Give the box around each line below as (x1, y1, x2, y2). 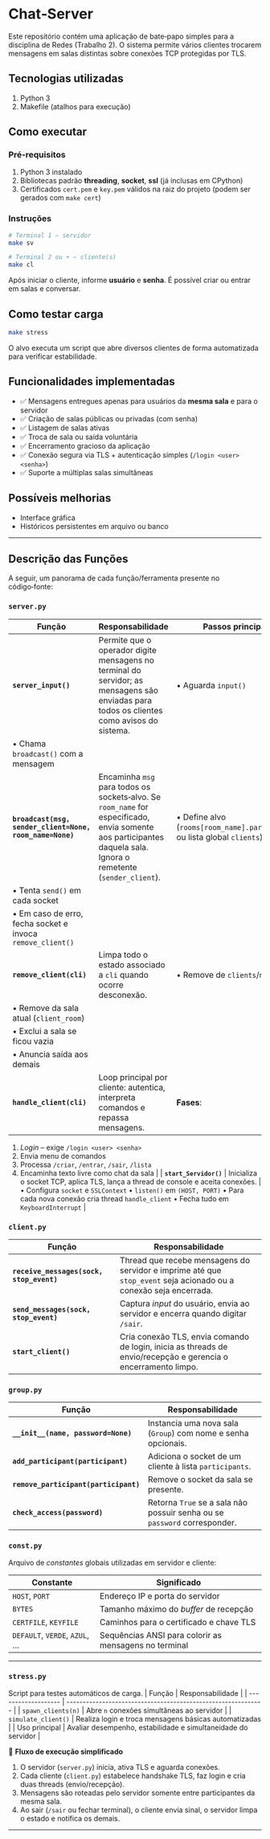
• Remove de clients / (176, 969, 260, 980)
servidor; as (98, 675, 143, 686)
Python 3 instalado (19, 167, 83, 177)
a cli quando (98, 969, 149, 980)
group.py (8, 1385, 43, 1394)
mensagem (12, 757, 55, 769)
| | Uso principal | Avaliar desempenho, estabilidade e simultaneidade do (8, 1722, 248, 1732)
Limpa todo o (98, 949, 149, 960)
